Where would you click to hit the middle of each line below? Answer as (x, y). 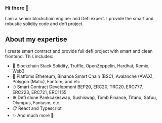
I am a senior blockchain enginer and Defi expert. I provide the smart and (80, 19)
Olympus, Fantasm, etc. (36, 103)
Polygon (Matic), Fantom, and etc (46, 82)
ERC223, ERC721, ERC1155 (39, 92)
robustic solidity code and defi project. (44, 24)
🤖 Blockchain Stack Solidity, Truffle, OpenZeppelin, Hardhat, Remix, (81, 66)
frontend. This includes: (29, 57)
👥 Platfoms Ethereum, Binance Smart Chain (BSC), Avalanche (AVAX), (83, 76)
